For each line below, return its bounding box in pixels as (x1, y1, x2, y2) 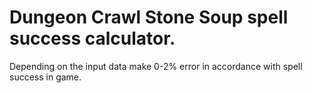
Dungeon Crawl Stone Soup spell (9, 6, 289, 29)
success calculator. (9, 27, 176, 50)
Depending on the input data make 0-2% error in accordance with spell (9, 60, 303, 72)
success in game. (9, 71, 82, 83)
